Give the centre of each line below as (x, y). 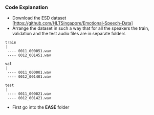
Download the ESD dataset (39, 18)
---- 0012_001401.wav (29, 77)
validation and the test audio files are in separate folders (69, 34)
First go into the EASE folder (41, 107)
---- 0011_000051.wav (29, 51)
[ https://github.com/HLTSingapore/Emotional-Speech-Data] (72, 23)
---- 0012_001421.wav (29, 98)
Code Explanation (27, 7)
